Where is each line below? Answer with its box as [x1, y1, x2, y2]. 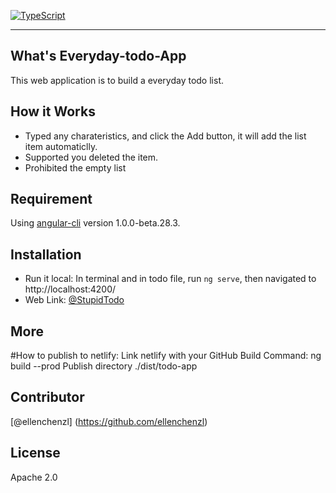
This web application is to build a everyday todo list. [10, 74, 224, 86]
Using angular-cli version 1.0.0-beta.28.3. [10, 217, 181, 229]
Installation [10, 246, 82, 263]
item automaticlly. [24, 140, 98, 152]
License [10, 445, 61, 462]
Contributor [10, 389, 85, 406]
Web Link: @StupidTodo [24, 294, 125, 306]
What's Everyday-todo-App [10, 48, 187, 65]
